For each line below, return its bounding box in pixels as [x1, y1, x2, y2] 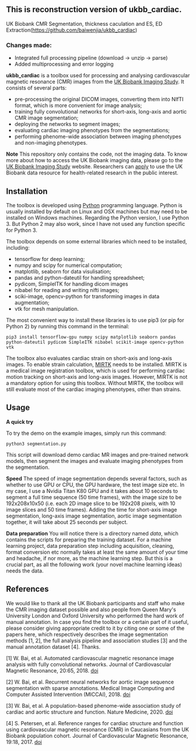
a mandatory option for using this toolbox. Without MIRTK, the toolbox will [6, 379, 184, 386]
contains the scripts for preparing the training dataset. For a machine [6, 536, 171, 543]
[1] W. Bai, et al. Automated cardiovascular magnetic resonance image [6, 654, 174, 661]
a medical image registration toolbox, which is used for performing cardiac [6, 367, 185, 374]
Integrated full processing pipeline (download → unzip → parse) [14, 54, 168, 61]
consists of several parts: [6, 84, 67, 91]
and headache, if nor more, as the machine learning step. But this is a [6, 554, 173, 561]
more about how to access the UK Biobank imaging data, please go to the [6, 157, 183, 164]
